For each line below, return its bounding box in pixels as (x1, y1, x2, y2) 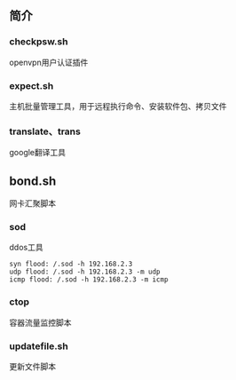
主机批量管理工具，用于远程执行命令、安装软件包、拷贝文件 (9, 100, 227, 111)
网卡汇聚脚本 (9, 198, 56, 209)
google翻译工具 (9, 147, 67, 158)
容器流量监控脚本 (9, 317, 72, 328)
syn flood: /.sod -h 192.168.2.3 (9, 260, 133, 269)
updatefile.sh (9, 340, 68, 352)
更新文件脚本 (9, 360, 56, 371)
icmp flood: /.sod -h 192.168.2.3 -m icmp (9, 275, 169, 284)
